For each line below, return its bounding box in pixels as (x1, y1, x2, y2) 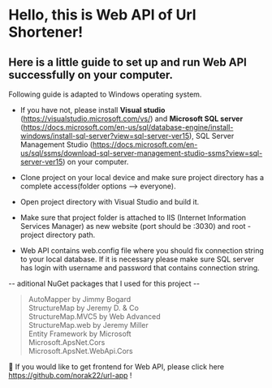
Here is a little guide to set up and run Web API (8, 55, 248, 69)
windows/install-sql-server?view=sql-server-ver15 (19, 131, 189, 140)
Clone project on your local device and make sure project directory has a (19, 173, 264, 182)
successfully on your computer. (8, 67, 173, 82)
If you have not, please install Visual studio (19, 106, 166, 114)
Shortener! (8, 23, 84, 41)
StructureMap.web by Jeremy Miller (28, 321, 149, 330)
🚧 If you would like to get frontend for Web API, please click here (8, 362, 225, 371)
